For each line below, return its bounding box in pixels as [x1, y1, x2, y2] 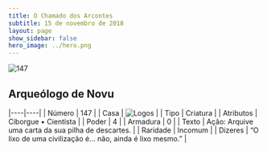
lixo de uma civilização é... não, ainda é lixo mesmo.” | [8, 133, 187, 143]
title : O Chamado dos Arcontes [8, 11, 113, 20]
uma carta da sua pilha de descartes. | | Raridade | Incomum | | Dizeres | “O [8, 125, 259, 135]
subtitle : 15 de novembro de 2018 [8, 19, 125, 27]
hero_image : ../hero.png [8, 42, 92, 50]
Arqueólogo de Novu [8, 87, 114, 100]
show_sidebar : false [8, 34, 78, 43]
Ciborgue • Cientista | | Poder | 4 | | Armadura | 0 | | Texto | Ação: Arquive [8, 116, 253, 126]
